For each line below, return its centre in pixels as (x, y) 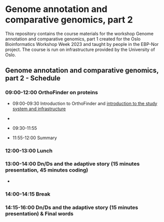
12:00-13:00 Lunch (29, 151)
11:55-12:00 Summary (35, 138)
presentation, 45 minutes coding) (47, 170)
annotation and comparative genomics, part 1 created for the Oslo (73, 39)
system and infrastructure (39, 109)
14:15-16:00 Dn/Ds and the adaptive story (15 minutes (72, 207)
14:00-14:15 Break (28, 194)
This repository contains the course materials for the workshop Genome (79, 33)
